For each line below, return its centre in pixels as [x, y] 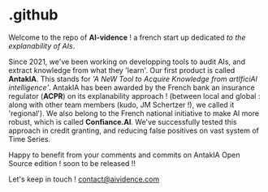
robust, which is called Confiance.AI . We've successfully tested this [123, 122]
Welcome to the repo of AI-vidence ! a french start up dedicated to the [127, 37]
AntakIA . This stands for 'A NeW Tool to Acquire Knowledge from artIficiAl [133, 79]
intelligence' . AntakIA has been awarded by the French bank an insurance [132, 87]
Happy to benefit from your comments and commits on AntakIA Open [124, 155]
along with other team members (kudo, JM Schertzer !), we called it [121, 105]
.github [33, 15]
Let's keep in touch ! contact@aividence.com [84, 179]
